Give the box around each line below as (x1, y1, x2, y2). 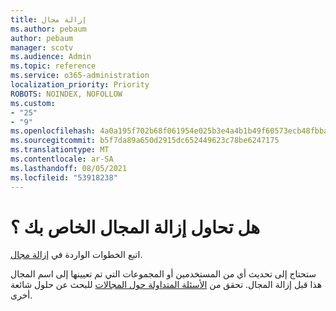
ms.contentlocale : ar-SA (10, 154, 114, 164)
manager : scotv (10, 42, 74, 53)
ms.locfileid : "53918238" (10, 172, 118, 183)
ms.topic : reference (10, 61, 97, 71)
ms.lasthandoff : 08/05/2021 (10, 163, 128, 173)
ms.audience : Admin (10, 52, 92, 62)
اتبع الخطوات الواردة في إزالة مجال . (10, 249, 143, 261)
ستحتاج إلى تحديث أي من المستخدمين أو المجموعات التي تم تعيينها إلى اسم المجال (10, 268, 317, 280)
